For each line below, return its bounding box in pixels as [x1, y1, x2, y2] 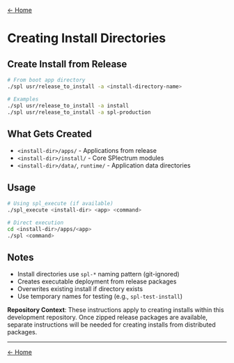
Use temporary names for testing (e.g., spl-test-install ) [17, 292, 183, 301]
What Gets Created [7, 128, 92, 140]
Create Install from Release [7, 58, 127, 70]
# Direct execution [7, 219, 64, 226]
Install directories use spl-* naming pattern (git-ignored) [17, 270, 180, 279]
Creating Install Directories [7, 31, 166, 46]
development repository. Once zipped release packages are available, [7, 313, 208, 322]
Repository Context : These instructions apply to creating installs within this [7, 306, 224, 314]
